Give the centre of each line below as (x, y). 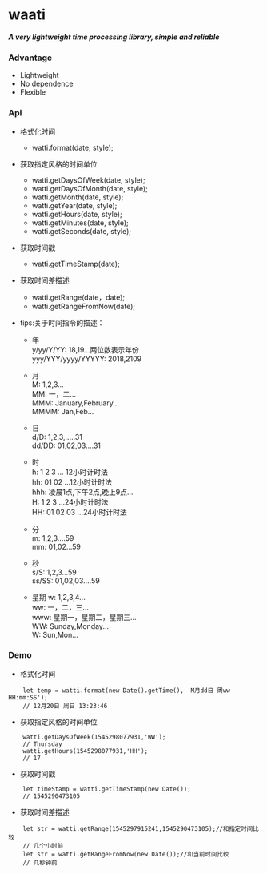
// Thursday (42, 744)
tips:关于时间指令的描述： (62, 323)
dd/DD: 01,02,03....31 (66, 445)
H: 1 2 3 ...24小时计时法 (70, 501)
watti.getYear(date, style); (74, 205)
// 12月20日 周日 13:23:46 (65, 706)
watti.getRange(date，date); (78, 297)
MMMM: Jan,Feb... (63, 411)
